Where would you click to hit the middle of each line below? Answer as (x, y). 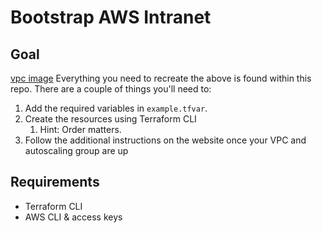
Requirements (55, 182)
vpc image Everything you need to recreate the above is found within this (161, 78)
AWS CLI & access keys (73, 217)
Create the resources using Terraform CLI (110, 119)
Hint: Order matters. (80, 129)
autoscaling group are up (76, 150)
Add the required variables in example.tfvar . (116, 108)
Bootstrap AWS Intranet (111, 17)
